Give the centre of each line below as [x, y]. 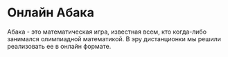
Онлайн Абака [51, 13]
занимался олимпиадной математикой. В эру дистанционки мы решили [114, 38]
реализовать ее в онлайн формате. [59, 46]
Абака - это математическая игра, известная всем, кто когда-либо [107, 32]
